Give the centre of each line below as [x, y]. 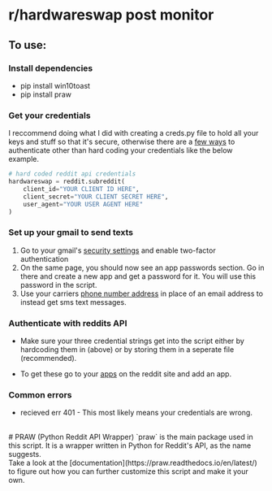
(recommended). [48, 358]
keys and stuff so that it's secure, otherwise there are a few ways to [122, 142]
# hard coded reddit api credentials [72, 174]
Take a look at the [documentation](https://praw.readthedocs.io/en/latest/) [133, 463]
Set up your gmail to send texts [71, 232]
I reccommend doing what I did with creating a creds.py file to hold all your [134, 133]
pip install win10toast [55, 85]
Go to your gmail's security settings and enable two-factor [118, 250]
